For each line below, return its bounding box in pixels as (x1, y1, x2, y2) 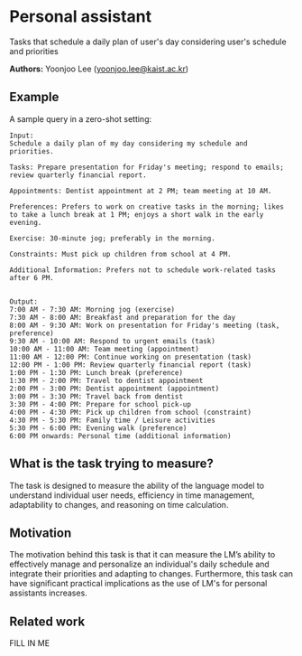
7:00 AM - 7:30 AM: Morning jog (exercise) (9, 305, 176, 314)
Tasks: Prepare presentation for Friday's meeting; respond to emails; (9, 163, 284, 172)
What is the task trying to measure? (9, 456, 215, 472)
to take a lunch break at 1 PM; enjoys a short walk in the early (9, 210, 264, 219)
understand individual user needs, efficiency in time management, (9, 490, 255, 501)
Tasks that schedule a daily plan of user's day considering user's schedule (9, 36, 287, 47)
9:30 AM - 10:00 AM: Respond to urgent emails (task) (9, 336, 216, 345)
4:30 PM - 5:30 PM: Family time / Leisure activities (9, 416, 216, 425)
